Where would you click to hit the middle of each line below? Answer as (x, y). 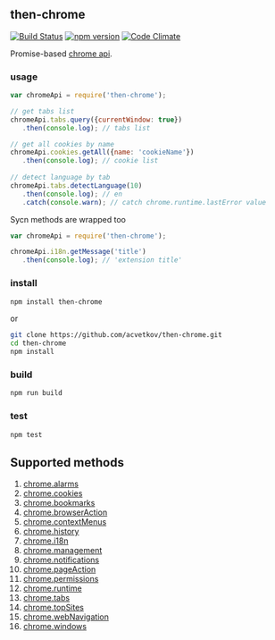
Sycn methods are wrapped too (68, 219)
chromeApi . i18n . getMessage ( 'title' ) (78, 252)
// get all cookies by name (62, 144)
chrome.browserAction (65, 512)
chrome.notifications (61, 560)
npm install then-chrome (56, 302)
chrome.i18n (46, 541)
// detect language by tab (60, 178)
